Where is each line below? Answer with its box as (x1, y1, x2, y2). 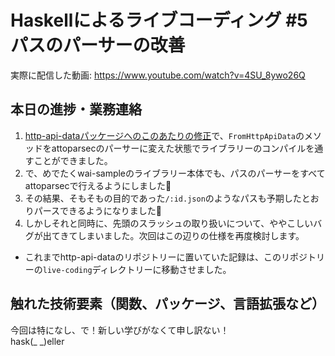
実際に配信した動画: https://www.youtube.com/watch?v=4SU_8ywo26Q (10, 69, 306, 81)
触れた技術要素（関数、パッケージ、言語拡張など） (10, 296, 325, 313)
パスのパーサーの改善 (10, 34, 186, 57)
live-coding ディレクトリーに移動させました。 (42, 263, 232, 275)
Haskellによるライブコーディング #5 (10, 9, 308, 32)
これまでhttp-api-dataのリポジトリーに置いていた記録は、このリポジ (24, 251, 308, 263)
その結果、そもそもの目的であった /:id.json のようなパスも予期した (24, 192, 302, 204)
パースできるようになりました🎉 (33, 204, 163, 216)
